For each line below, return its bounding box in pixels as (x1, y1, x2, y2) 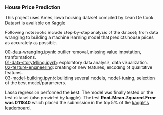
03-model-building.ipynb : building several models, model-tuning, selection (5, 75, 155, 81)
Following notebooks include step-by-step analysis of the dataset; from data (5, 30, 158, 35)
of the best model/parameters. (5, 80, 67, 86)
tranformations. (5, 54, 36, 60)
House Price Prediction (5, 4, 61, 11)
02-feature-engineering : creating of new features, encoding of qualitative (5, 65, 153, 70)
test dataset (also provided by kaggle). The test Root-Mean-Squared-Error (5, 95, 156, 100)
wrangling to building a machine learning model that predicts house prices (5, 34, 154, 40)
